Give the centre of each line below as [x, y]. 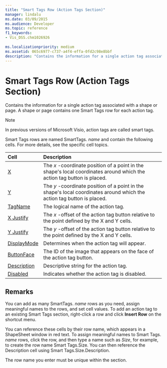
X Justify [18, 218]
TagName [19, 206]
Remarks [19, 291]
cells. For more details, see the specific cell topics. [57, 145]
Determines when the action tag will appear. [94, 243]
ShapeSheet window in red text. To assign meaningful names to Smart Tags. [83, 335]
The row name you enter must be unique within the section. [66, 360]
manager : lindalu [23, 14]
